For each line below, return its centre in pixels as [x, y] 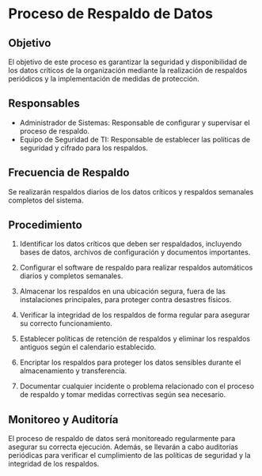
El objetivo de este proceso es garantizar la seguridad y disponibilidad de [128, 62]
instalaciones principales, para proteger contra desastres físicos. [125, 300]
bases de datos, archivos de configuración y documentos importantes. [135, 252]
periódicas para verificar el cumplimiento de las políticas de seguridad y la [129, 455]
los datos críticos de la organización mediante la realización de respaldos [128, 70]
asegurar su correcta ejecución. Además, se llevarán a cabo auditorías [123, 447]
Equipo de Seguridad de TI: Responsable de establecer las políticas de [135, 139]
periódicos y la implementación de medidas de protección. [104, 79]
